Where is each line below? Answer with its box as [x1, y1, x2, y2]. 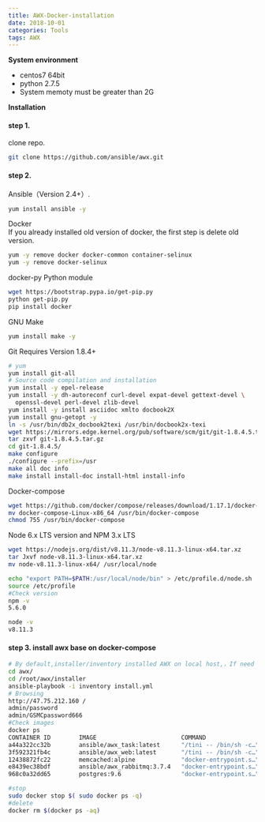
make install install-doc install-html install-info [8, 471, 185, 480]
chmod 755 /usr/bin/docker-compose [8, 516, 125, 524]
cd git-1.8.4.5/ [8, 443, 62, 451]
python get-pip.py [8, 295, 69, 304]
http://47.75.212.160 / [8, 696, 87, 705]
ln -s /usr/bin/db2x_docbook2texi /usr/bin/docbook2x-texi [8, 420, 207, 429]
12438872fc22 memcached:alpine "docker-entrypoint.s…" [8, 756, 259, 764]
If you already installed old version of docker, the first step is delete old [8, 227, 239, 237]
